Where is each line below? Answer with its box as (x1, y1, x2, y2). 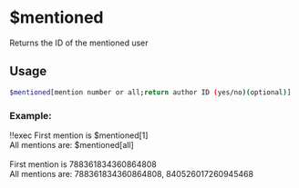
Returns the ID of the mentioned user (9, 37, 149, 48)
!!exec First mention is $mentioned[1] (9, 130, 149, 141)
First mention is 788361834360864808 (9, 158, 157, 170)
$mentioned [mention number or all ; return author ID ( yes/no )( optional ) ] (9, 87, 292, 97)
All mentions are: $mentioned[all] (9, 139, 134, 150)
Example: (9, 109, 52, 122)
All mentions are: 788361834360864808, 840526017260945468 (9, 168, 253, 179)
